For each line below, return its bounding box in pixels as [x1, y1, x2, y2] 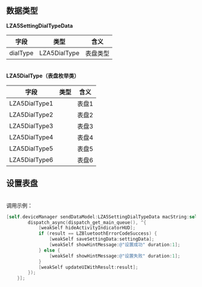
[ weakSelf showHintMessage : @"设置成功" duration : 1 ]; [49, 242, 180, 248]
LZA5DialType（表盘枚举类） [6, 72, 80, 79]
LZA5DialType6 [9, 155, 54, 164]
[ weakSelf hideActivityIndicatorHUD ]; [38, 225, 136, 231]
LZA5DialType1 [9, 99, 54, 107]
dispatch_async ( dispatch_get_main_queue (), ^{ [28, 219, 147, 226]
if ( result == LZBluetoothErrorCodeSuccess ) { [38, 230, 158, 236]
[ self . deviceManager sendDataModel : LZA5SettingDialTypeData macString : [6, 214, 189, 220]
